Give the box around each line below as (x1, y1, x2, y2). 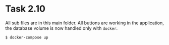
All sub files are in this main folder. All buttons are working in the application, (5, 20, 164, 26)
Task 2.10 (5, 3, 45, 15)
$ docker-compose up (5, 35, 49, 40)
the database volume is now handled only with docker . (5, 25, 118, 31)
